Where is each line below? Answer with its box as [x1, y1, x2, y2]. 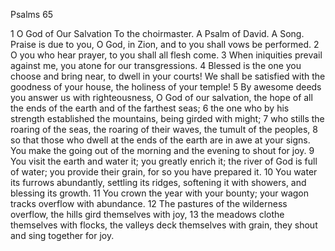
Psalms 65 [10, 9, 54, 20]
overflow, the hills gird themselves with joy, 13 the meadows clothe [10, 209, 285, 220]
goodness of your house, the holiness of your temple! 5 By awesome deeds [10, 81, 322, 93]
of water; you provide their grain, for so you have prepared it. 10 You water [10, 166, 318, 178]
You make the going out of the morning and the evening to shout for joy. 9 [10, 145, 315, 156]
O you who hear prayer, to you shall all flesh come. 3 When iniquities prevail [10, 49, 323, 61]
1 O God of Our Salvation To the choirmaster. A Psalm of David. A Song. [10, 28, 305, 39]
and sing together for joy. [10, 230, 115, 241]
